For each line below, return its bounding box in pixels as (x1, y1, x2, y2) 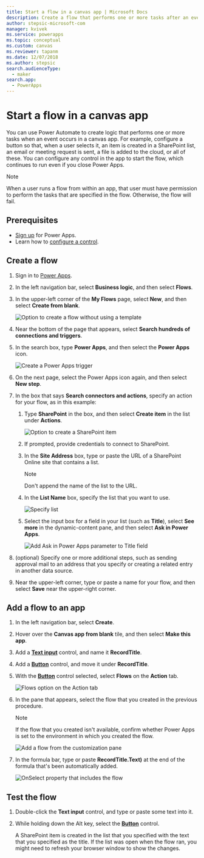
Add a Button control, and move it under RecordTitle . (15, 661, 149, 668)
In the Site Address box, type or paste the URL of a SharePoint (24, 452, 182, 459)
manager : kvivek (6, 26, 47, 32)
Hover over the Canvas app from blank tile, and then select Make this (15, 630, 191, 638)
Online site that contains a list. (24, 458, 100, 466)
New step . (15, 380, 41, 387)
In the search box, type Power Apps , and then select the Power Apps (15, 343, 190, 351)
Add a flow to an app (6, 602, 86, 613)
